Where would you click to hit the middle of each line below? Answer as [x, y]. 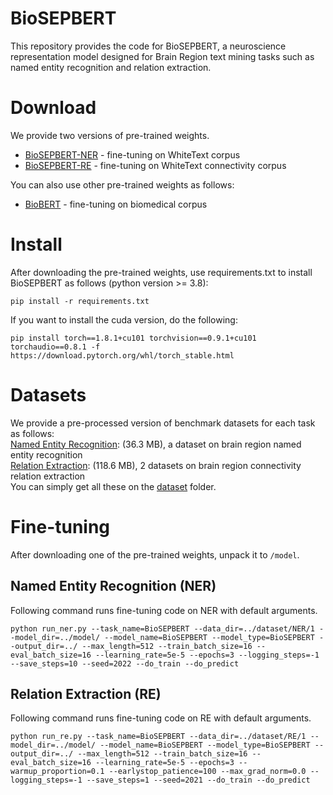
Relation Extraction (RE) [86, 693]
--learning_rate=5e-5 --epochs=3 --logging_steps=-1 [207, 655]
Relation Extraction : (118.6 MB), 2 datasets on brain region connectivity [156, 465]
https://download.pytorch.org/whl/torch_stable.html [122, 355]
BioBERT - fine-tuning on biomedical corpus [116, 204]
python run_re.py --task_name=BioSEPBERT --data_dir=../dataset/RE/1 [158, 737]
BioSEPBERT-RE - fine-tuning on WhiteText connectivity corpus [155, 165]
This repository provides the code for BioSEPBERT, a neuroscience [148, 46]
